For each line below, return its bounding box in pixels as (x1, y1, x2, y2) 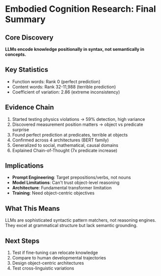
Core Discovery (5, 33, 54, 42)
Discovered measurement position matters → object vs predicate (12, 121, 143, 127)
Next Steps (5, 236, 40, 245)
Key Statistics (5, 66, 48, 74)
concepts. (5, 51, 26, 57)
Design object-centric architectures (12, 260, 84, 266)
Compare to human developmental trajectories (12, 255, 106, 261)
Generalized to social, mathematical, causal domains (12, 142, 118, 148)
